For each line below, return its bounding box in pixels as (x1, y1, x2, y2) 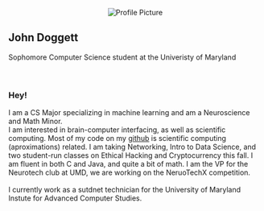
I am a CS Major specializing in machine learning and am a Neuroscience (8, 108, 250, 118)
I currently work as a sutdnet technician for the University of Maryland (8, 185, 241, 195)
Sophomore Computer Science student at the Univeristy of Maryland (8, 52, 237, 62)
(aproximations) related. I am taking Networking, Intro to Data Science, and (8, 142, 256, 152)
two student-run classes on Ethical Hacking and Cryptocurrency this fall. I (8, 151, 254, 160)
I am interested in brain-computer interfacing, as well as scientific (8, 125, 226, 134)
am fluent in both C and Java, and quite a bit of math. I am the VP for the (8, 159, 249, 169)
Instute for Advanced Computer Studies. (8, 193, 142, 203)
